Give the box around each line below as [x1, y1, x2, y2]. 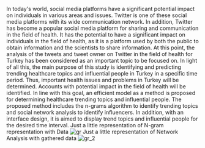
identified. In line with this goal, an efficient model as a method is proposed [6, 90, 196, 96]
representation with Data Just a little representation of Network [6, 128, 179, 135]
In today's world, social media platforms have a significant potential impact [6, 5, 195, 12]
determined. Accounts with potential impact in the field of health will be [6, 83, 187, 90]
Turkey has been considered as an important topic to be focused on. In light [6, 57, 198, 64]
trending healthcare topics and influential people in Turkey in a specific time [6, 70, 198, 77]
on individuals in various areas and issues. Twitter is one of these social [6, 12, 187, 19]
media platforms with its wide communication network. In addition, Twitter [6, 18, 193, 25]
